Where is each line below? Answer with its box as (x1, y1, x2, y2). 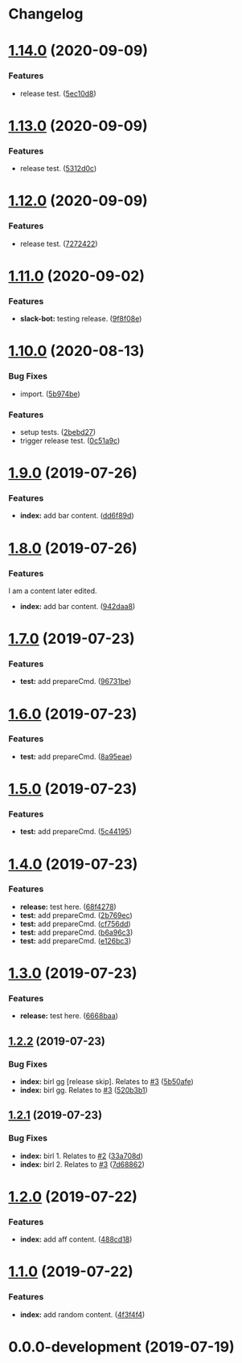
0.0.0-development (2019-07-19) (8, 1337, 235, 1356)
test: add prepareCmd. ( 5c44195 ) (19, 827, 133, 837)
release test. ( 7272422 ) (19, 239, 98, 248)
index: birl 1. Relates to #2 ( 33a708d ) (19, 1151, 143, 1160)
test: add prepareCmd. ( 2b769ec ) (19, 910, 133, 920)
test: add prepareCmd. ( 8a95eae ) (19, 751, 133, 761)
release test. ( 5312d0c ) (19, 164, 97, 174)
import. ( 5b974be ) (19, 389, 80, 399)
